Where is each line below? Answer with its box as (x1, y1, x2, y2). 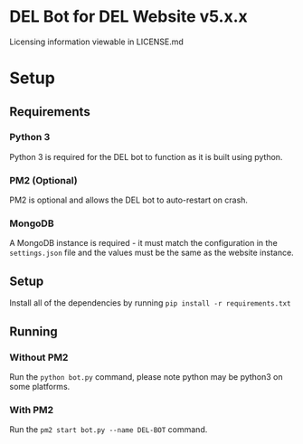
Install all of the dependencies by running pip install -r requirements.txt (9, 298, 291, 308)
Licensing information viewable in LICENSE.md (9, 36, 184, 47)
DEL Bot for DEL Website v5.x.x (9, 6, 249, 27)
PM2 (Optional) (9, 174, 79, 186)
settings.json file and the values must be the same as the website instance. (9, 247, 294, 259)
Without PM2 (9, 351, 69, 364)
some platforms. (9, 381, 71, 392)
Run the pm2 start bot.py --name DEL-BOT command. (9, 424, 208, 435)
